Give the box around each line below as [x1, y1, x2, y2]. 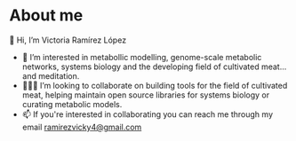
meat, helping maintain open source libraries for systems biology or [21, 90, 269, 100]
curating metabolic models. [21, 98, 123, 109]
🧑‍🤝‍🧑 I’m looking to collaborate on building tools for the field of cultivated [21, 80, 288, 90]
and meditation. [21, 70, 80, 81]
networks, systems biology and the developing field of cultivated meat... [21, 61, 287, 72]
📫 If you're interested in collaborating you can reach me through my [21, 108, 274, 120]
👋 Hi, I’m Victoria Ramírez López [9, 35, 127, 45]
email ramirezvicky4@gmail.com [21, 121, 142, 132]
